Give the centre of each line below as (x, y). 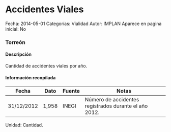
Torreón (15, 42)
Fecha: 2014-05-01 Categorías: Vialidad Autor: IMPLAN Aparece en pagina (83, 24)
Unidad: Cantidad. (24, 125)
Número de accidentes (112, 100)
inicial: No (16, 29)
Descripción (19, 54)
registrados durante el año (116, 106)
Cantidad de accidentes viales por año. (46, 66)
